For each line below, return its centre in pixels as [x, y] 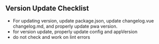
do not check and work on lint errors [51, 37]
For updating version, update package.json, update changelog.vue [83, 20]
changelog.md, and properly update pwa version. [65, 26]
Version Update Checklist [47, 8]
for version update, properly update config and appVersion [75, 31]
